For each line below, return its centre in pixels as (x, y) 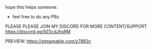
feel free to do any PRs (36, 17)
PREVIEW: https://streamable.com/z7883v (48, 41)
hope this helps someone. (31, 7)
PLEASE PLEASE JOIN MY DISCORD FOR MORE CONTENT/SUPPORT (76, 26)
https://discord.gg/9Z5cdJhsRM (38, 31)
